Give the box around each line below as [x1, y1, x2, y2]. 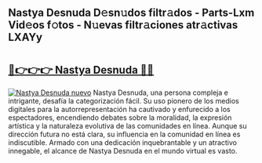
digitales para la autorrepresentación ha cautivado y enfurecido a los [8, 105, 231, 114]
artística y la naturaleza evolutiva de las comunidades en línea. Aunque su [8, 121, 247, 130]
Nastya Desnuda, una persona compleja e [93, 88, 229, 97]
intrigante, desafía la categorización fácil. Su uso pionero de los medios [8, 96, 239, 105]
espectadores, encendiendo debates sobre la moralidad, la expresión [8, 113, 232, 122]
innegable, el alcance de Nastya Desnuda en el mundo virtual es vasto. [8, 147, 238, 155]
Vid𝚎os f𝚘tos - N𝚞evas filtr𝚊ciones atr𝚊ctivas [8, 19, 238, 32]
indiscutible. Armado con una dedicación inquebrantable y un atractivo [8, 138, 238, 147]
